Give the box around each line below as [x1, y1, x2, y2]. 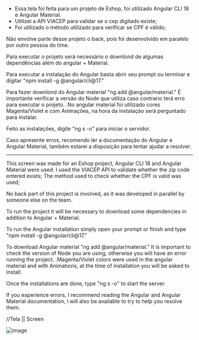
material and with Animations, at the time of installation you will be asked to [6, 263, 190, 269]
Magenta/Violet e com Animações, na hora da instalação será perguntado [6, 108, 186, 114]
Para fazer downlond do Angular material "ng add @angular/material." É [6, 89, 181, 95]
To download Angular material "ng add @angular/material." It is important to [6, 244, 191, 250]
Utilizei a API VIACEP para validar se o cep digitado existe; [14, 18, 157, 24]
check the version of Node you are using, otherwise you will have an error [6, 250, 187, 257]
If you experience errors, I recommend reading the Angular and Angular [6, 292, 181, 298]
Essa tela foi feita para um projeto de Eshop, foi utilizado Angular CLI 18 [14, 5, 190, 12]
